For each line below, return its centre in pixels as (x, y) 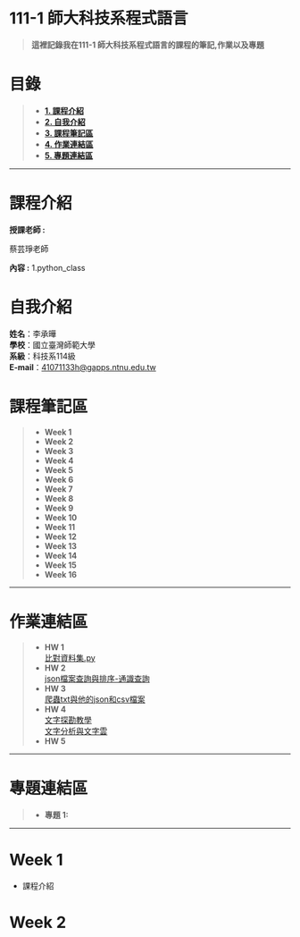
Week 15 (61, 565)
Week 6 (59, 479)
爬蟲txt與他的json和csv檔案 (95, 699)
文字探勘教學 (68, 720)
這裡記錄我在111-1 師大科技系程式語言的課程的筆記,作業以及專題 (148, 45)
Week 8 (59, 498)
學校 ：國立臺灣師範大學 (52, 344)
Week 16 (61, 574)
